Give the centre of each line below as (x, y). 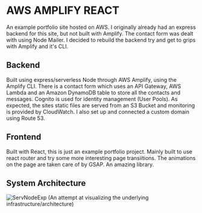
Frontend (24, 137)
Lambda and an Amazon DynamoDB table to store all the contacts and (93, 92)
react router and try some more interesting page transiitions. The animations (101, 158)
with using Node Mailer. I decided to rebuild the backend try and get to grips (101, 40)
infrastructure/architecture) (40, 204)
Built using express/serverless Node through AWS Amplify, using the (91, 79)
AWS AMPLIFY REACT (63, 11)
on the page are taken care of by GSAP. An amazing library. (80, 164)
